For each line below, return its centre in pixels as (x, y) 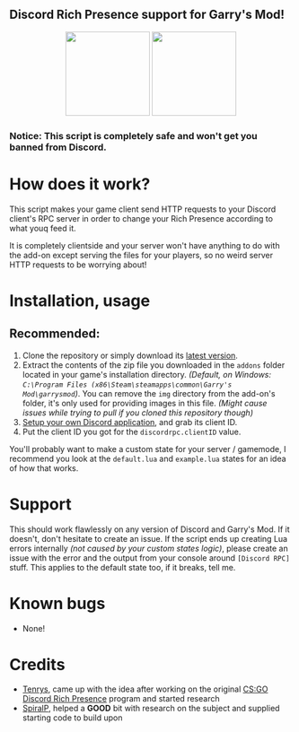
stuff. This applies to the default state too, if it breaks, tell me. (123, 567)
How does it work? (80, 184)
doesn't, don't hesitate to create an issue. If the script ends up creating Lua (149, 538)
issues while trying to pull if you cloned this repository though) (138, 413)
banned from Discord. (58, 147)
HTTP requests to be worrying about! (78, 265)
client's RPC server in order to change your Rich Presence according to (141, 218)
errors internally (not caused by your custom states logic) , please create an (149, 548)
